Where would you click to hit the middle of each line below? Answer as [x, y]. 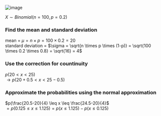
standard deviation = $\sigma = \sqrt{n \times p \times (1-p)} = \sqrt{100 [78, 46]
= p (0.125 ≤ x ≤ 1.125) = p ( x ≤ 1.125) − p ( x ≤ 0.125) [58, 108]
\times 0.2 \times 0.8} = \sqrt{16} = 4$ [44, 51]
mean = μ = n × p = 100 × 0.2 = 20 [40, 41]
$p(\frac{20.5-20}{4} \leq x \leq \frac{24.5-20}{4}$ [57, 103]
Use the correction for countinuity [47, 64]
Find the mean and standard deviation [51, 29]
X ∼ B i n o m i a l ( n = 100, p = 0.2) [36, 17]
